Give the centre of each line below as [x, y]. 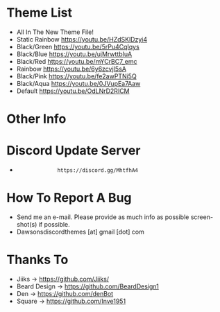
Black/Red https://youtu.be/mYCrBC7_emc [77, 61]
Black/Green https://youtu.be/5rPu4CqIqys [78, 46]
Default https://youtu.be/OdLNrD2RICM [73, 91]
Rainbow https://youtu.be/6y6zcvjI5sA [71, 69]
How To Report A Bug [69, 198]
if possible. [54, 224]
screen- [202, 217]
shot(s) [27, 224]
